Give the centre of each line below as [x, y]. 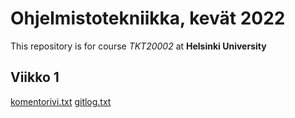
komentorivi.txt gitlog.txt [61, 101]
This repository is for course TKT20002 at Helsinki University [138, 46]
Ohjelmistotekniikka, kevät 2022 [148, 18]
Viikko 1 [35, 77]
